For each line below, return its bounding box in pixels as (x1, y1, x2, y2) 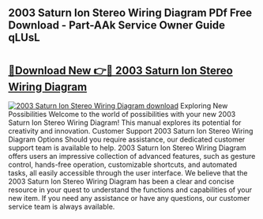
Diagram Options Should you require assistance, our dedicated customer (8, 134, 246, 144)
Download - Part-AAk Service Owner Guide (8, 19, 226, 32)
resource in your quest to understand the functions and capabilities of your (8, 185, 253, 194)
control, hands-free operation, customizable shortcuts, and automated (8, 160, 238, 169)
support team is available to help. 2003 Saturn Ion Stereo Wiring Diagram (8, 143, 246, 153)
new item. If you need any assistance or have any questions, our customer (8, 194, 250, 202)
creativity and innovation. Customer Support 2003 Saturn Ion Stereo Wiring (8, 126, 254, 135)
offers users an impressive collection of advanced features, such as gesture (8, 152, 256, 160)
